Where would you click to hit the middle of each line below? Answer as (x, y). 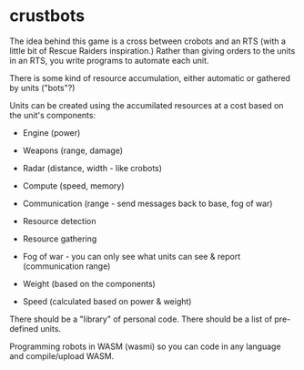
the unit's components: (53, 115)
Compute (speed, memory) (73, 185)
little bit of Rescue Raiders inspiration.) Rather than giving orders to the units (152, 50)
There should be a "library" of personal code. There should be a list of (141, 319)
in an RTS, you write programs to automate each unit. (109, 60)
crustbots (47, 16)
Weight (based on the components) (89, 283)
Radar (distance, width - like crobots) (92, 168)
